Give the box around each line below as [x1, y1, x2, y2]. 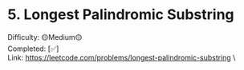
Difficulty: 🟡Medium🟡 [7, 32, 83, 41]
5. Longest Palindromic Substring [7, 6, 234, 24]
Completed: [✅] [7, 44, 59, 53]
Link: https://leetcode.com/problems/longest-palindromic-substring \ [7, 52, 236, 62]
